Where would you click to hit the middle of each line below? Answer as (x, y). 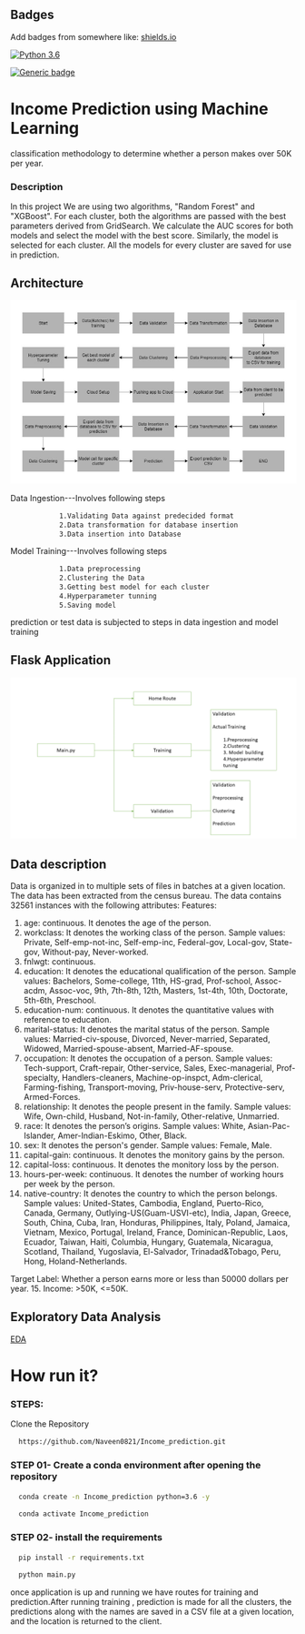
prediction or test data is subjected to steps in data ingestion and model (144, 621)
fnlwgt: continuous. (59, 962)
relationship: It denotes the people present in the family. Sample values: (157, 1107)
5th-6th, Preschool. (59, 1001)
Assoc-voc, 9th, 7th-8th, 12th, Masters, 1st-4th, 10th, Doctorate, (169, 991)
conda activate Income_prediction (84, 1514)
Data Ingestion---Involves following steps (88, 498)
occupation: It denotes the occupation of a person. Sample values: (148, 1058)
